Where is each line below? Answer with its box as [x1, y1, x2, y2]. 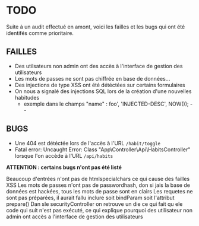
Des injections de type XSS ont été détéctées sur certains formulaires [14, 81, 185, 88]
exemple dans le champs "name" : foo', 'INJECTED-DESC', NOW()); [23, 100, 189, 107]
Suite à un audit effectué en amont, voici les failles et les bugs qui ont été [6, 23, 185, 30]
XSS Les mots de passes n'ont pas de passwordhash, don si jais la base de [6, 182, 190, 189]
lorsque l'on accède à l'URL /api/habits [14, 152, 113, 159]
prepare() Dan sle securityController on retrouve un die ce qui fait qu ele [6, 200, 183, 208]
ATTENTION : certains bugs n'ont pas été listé [6, 164, 122, 171]
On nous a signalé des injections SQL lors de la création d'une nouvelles [14, 87, 192, 95]
